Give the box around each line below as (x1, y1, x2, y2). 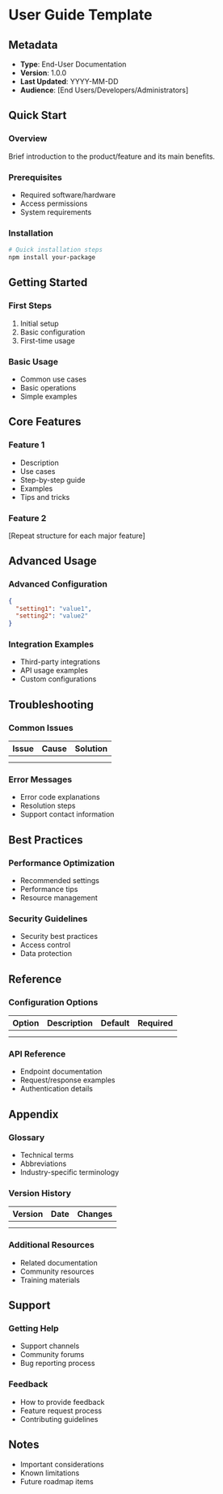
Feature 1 (8, 439, 45, 450)
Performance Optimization (8, 857, 116, 869)
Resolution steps (19, 800, 76, 811)
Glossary (8, 1132, 45, 1143)
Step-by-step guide (19, 475, 86, 484)
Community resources (19, 1266, 95, 1276)
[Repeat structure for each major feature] (8, 531, 145, 540)
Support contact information (19, 809, 115, 819)
